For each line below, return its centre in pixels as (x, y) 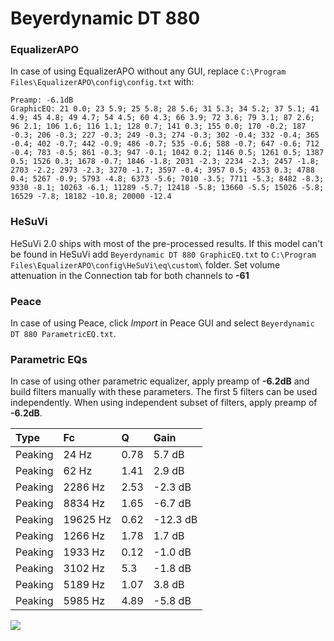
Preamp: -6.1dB (42, 100)
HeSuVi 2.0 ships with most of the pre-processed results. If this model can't (166, 243)
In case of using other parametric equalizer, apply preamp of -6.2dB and (160, 381)
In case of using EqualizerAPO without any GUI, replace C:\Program (148, 71)
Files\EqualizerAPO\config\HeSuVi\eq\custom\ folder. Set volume (145, 264)
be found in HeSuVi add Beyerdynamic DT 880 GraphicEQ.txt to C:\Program (163, 254)
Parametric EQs (49, 359)
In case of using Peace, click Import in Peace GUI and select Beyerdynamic (162, 323)
